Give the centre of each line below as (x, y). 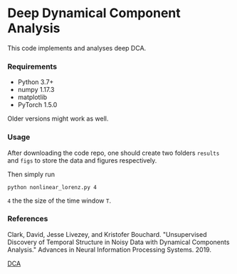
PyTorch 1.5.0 (37, 105)
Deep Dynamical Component (94, 13)
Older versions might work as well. (58, 118)
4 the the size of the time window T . (59, 201)
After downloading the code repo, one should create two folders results (114, 153)
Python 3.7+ (36, 82)
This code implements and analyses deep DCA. (77, 48)
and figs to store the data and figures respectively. (82, 160)
